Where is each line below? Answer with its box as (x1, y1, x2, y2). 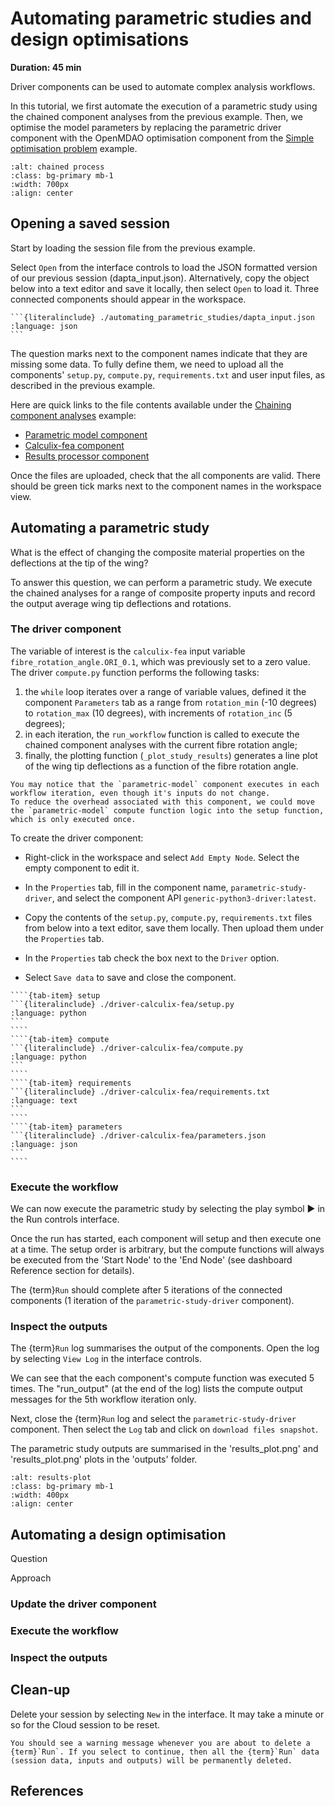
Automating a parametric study (10, 520, 210, 537)
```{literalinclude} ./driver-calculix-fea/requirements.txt (10, 1087, 271, 1097)
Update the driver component (10, 1597, 157, 1611)
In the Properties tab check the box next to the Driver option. (24, 952, 280, 964)
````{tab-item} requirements (10, 1078, 132, 1088)
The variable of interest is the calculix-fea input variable (10, 645, 246, 657)
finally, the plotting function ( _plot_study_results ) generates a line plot (24, 749, 318, 761)
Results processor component (24, 450, 150, 462)
